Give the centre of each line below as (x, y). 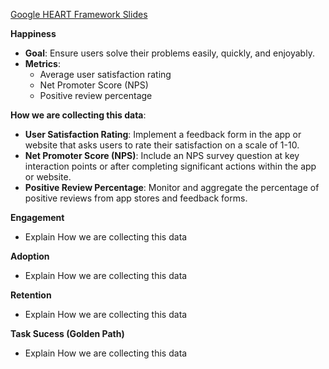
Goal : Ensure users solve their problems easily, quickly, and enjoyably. (169, 53)
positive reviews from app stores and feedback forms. (136, 198)
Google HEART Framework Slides (79, 14)
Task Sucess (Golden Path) (67, 333)
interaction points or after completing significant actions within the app (170, 166)
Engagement (37, 217)
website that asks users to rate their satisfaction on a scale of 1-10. (162, 145)
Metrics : (42, 63)
